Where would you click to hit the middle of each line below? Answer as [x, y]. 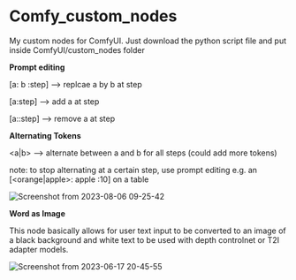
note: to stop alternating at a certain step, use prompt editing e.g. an [133, 170]
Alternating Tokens [45, 135]
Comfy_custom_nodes [93, 16]
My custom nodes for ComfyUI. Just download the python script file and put [148, 41]
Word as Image [38, 213]
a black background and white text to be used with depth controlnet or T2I [144, 239]
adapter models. [39, 249]
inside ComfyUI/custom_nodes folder [77, 49]
